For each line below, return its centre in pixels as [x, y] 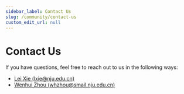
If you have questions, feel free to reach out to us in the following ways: [92, 67]
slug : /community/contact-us [41, 17]
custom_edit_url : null [33, 22]
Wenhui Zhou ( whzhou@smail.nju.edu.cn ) [64, 85]
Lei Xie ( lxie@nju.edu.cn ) [44, 79]
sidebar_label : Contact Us [38, 11]
